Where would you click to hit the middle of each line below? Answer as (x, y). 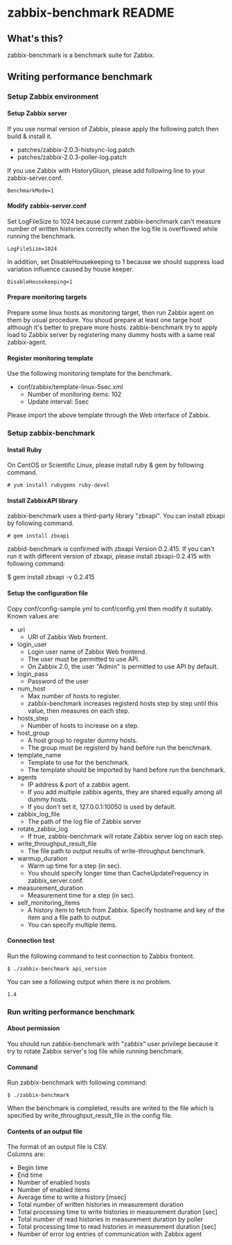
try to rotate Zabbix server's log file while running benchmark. (96, 1051)
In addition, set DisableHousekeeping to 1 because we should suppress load (116, 261)
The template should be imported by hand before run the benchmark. (126, 770)
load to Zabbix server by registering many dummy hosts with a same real (111, 334)
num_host (32, 689)
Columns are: (26, 1154)
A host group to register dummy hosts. (82, 740)
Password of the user (58, 681)
